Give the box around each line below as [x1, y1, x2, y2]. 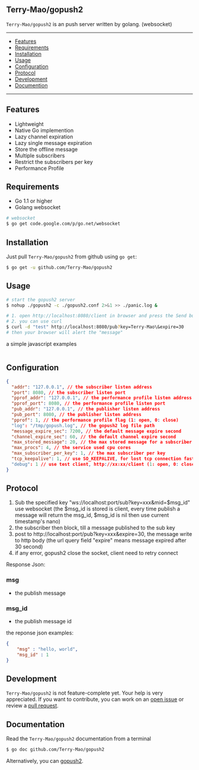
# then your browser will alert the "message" [6, 330, 123, 336]
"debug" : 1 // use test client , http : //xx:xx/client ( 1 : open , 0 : [11, 461, 179, 467]
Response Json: [6, 561, 46, 568]
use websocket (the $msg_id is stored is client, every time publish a [14, 505, 181, 513]
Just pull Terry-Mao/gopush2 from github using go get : [6, 253, 137, 260]
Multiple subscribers [14, 152, 65, 159]
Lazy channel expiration [14, 133, 73, 140]
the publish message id [14, 618, 72, 625]
